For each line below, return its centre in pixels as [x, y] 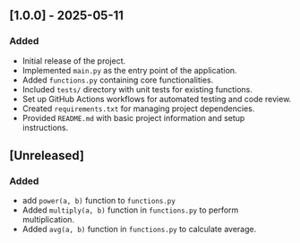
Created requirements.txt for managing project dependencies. [138, 108]
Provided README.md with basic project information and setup [133, 117]
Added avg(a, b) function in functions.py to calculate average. [139, 230]
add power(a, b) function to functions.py [99, 201]
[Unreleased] [47, 156]
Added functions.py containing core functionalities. [118, 80]
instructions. [45, 127]
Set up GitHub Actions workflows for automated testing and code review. [157, 99]
